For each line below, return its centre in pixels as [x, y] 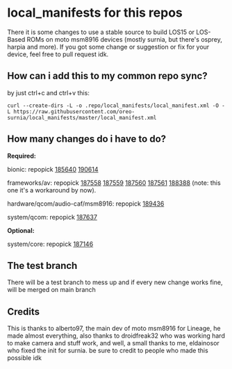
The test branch [42, 265]
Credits [24, 312]
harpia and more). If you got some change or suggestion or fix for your [108, 47]
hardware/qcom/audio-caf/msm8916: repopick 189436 [86, 204]
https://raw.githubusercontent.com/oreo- [74, 112]
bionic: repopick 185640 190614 [53, 169]
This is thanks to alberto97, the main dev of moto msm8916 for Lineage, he [114, 329]
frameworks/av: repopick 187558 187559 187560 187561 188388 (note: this [114, 183]
